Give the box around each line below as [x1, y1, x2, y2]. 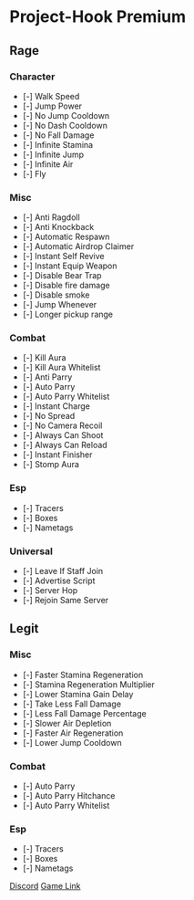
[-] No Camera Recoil [22, 420, 103, 431]
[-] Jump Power [22, 100, 83, 111]
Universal [9, 545, 53, 558]
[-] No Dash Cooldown [22, 120, 107, 131]
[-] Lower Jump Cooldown [22, 737, 122, 748]
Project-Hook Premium [9, 6, 187, 27]
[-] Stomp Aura [22, 459, 80, 470]
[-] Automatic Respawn [22, 231, 110, 243]
